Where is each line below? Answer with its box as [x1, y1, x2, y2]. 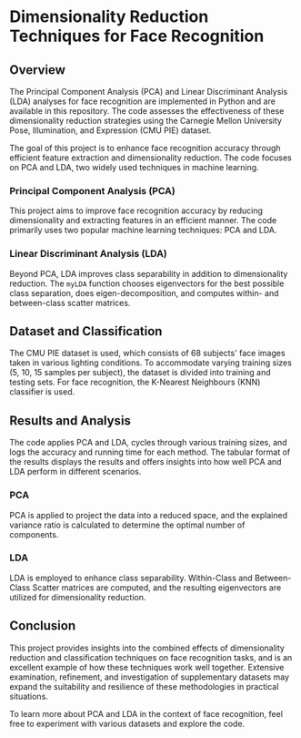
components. [9, 528, 59, 539]
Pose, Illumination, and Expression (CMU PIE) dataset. [9, 125, 212, 136]
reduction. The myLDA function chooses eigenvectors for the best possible [9, 278, 285, 289]
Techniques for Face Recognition [9, 26, 265, 46]
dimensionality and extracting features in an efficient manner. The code [9, 215, 277, 226]
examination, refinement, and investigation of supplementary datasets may [9, 671, 289, 682]
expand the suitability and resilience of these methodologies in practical [9, 681, 279, 692]
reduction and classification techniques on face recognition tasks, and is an [9, 651, 293, 662]
